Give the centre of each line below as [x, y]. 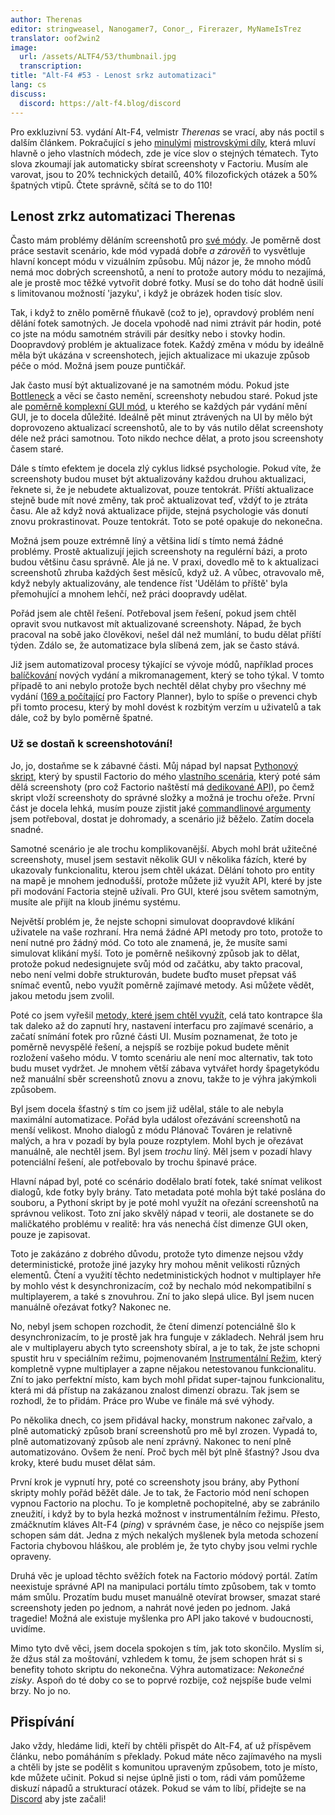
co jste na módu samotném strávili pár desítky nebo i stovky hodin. [148, 334]
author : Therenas [46, 19]
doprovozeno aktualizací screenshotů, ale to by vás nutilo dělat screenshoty [167, 428]
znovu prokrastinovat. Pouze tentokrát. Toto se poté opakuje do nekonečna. [166, 522]
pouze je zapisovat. [50, 1234]
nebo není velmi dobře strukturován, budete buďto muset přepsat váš [153, 974]
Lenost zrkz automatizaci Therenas [123, 216]
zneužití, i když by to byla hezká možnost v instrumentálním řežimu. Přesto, [165, 1513]
